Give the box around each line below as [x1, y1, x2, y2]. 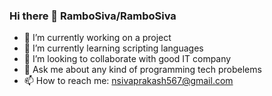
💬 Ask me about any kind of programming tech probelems [23, 64, 262, 76]
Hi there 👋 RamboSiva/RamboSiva [9, 9, 177, 23]
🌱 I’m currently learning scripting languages [23, 42, 204, 54]
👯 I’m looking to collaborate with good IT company [23, 53, 232, 65]
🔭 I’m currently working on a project [23, 32, 172, 44]
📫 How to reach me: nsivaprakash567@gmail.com [23, 75, 234, 87]
